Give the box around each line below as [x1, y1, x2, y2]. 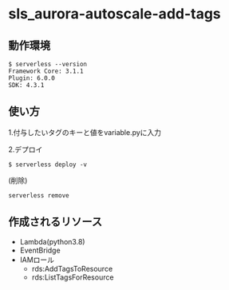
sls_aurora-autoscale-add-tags [8, 5, 221, 23]
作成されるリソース [8, 215, 102, 228]
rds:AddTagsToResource [31, 264, 113, 273]
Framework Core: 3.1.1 [8, 67, 84, 75]
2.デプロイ [8, 145, 43, 154]
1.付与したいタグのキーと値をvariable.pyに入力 [8, 127, 162, 137]
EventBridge [19, 245, 61, 255]
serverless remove [8, 191, 69, 200]
